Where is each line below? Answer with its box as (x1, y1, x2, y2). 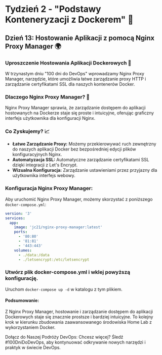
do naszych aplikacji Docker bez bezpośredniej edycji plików (12, 146, 136, 152)
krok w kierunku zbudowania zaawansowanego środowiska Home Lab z (5, 319, 152, 325)
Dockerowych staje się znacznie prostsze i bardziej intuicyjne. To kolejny (5, 313, 154, 320)
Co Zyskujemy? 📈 (5, 128, 50, 135)
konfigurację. (5, 275, 39, 282)
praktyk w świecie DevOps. (5, 344, 61, 350)
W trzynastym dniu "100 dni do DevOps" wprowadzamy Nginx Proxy (5, 70, 145, 76)
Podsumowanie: (5, 298, 40, 304)
